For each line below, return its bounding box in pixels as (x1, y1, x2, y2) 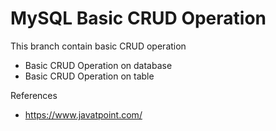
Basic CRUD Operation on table (24, 70, 155, 82)
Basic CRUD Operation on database (24, 59, 173, 71)
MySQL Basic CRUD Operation (10, 7, 267, 30)
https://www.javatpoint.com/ (24, 108, 143, 121)
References (10, 89, 58, 101)
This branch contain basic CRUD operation (10, 40, 187, 52)
